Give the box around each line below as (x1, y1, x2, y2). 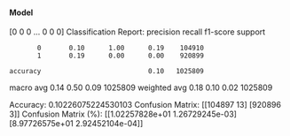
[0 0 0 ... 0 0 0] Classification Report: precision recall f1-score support (9, 26, 266, 37)
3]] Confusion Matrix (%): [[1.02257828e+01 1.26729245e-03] (9, 109, 238, 119)
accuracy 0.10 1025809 (9, 67, 204, 76)
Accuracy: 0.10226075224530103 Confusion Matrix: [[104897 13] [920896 (9, 100, 282, 110)
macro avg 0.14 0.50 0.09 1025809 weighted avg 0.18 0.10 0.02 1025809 (9, 82, 273, 93)
